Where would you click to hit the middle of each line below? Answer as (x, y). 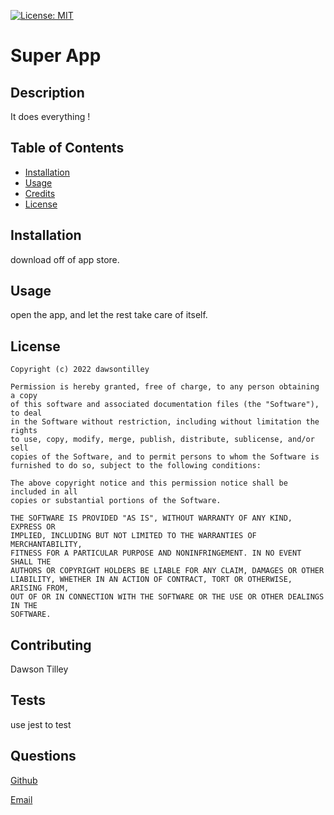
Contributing (51, 645)
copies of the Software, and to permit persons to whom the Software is (165, 457)
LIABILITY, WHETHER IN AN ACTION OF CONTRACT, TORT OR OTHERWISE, (151, 580)
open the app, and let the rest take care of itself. (109, 315)
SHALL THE (31, 562)
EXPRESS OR (33, 527)
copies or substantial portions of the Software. (116, 501)
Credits (40, 193)
